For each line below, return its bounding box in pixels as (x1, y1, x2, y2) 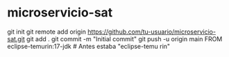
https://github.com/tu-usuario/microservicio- (87, 27, 217, 36)
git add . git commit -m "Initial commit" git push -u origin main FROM (26, 34, 223, 43)
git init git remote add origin (7, 27, 87, 36)
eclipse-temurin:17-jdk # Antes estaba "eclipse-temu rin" (7, 42, 171, 50)
